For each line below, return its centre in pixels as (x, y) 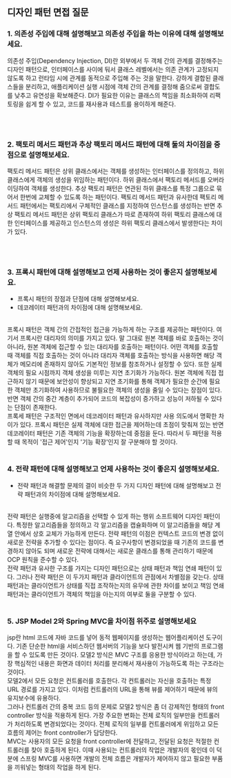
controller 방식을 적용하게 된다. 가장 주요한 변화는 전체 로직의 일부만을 (102, 715)
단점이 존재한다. (36, 408)
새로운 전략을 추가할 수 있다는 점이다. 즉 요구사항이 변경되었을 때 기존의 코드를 (112, 542)
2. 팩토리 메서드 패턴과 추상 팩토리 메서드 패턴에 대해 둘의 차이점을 (110, 144)
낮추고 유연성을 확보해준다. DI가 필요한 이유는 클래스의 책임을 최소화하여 (111, 95)
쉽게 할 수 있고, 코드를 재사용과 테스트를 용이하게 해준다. (101, 104)
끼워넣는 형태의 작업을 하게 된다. (58, 767)
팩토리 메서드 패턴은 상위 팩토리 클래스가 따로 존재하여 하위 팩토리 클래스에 (114, 214)
